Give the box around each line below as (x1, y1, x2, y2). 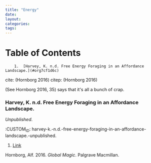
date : (5, 12, 16, 17)
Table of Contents (5, 47, 81, 59)
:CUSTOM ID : (5, 126, 31, 134)
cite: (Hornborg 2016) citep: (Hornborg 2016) (5, 77, 97, 83)
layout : (5, 16, 21, 21)
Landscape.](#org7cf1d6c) (5, 68, 59, 73)
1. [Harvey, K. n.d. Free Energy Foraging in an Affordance (14, 64, 144, 69)
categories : (5, 21, 30, 26)
